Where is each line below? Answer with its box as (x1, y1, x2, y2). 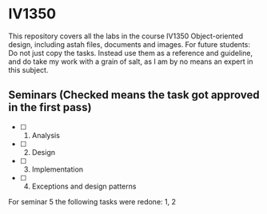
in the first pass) (8, 101, 92, 114)
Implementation (31, 164, 84, 174)
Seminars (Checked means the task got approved (8, 89, 260, 102)
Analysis (31, 130, 60, 140)
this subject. (8, 65, 49, 74)
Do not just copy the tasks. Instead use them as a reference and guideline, (8, 48, 253, 57)
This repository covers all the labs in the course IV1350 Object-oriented (8, 31, 244, 41)
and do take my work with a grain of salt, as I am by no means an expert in (8, 57, 253, 66)
